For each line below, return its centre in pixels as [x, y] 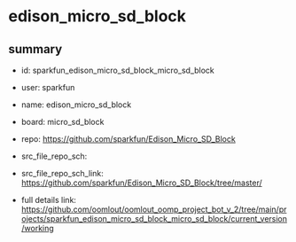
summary [35, 49]
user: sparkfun [48, 87]
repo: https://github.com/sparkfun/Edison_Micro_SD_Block [128, 139]
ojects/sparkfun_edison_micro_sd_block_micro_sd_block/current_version [154, 219]
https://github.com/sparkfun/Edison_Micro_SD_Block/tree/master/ [141, 183]
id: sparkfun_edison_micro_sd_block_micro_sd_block [117, 70]
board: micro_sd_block [62, 122]
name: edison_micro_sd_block [76, 105]
